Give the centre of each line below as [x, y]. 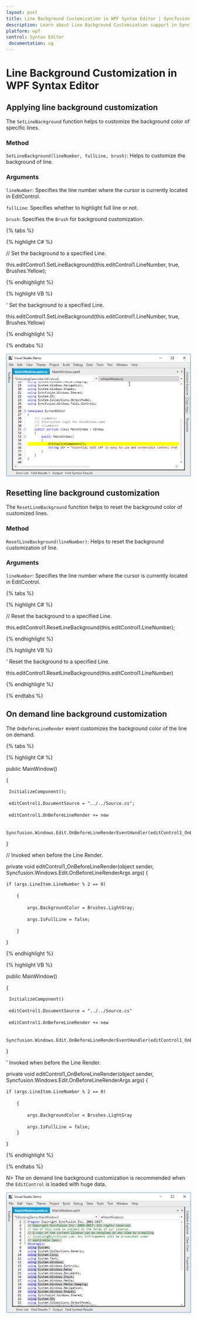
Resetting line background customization [83, 493]
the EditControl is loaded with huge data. [56, 1184]
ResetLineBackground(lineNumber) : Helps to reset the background [85, 541]
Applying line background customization [82, 107]
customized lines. [27, 513]
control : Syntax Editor [35, 37]
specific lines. [23, 127]
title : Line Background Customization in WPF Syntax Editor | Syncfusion [98, 19]
